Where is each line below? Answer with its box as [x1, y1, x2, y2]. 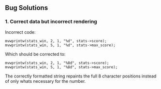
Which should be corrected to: [5, 51, 66, 57]
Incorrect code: [5, 29, 36, 35]
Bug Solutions [5, 4, 48, 12]
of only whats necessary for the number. [5, 78, 86, 84]
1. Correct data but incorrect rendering [5, 18, 98, 25]
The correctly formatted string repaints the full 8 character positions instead [5, 73, 157, 79]
